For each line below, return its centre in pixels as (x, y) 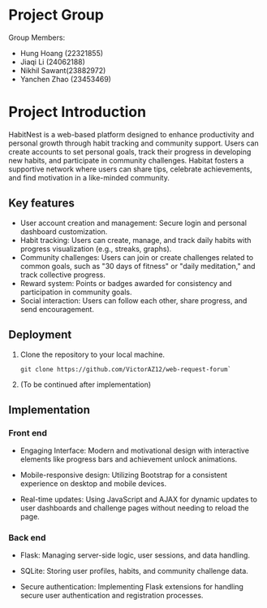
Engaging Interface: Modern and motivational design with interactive (135, 451)
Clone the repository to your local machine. (92, 354)
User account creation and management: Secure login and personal (133, 223)
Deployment (40, 335)
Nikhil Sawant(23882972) (63, 70)
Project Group (56, 15)
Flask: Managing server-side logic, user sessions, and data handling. (135, 555)
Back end (27, 538)
